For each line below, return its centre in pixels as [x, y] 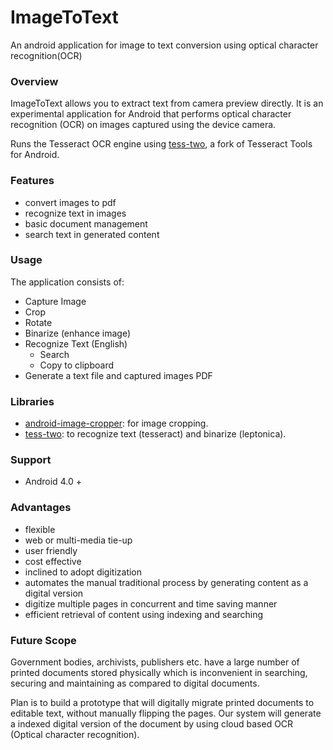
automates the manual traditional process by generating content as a [166, 582]
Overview [34, 81]
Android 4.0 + [53, 482]
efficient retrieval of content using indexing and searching [144, 614]
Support [31, 460]
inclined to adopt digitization [83, 572]
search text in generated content [92, 234]
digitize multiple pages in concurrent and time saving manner [151, 603]
